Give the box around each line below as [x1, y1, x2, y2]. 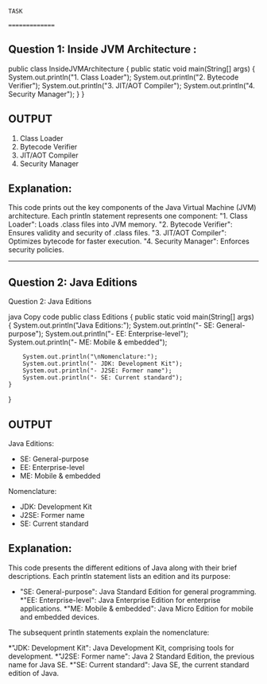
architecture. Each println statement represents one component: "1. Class [8, 212, 248, 221]
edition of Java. [8, 668, 60, 678]
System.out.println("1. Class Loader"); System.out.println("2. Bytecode [8, 72, 239, 82]
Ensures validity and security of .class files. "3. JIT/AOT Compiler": [8, 228, 227, 238]
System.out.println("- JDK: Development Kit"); [22, 359, 183, 368]
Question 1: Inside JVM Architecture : [8, 43, 197, 56]
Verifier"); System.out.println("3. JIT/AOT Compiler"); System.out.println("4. [8, 80, 256, 90]
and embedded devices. [19, 612, 99, 621]
